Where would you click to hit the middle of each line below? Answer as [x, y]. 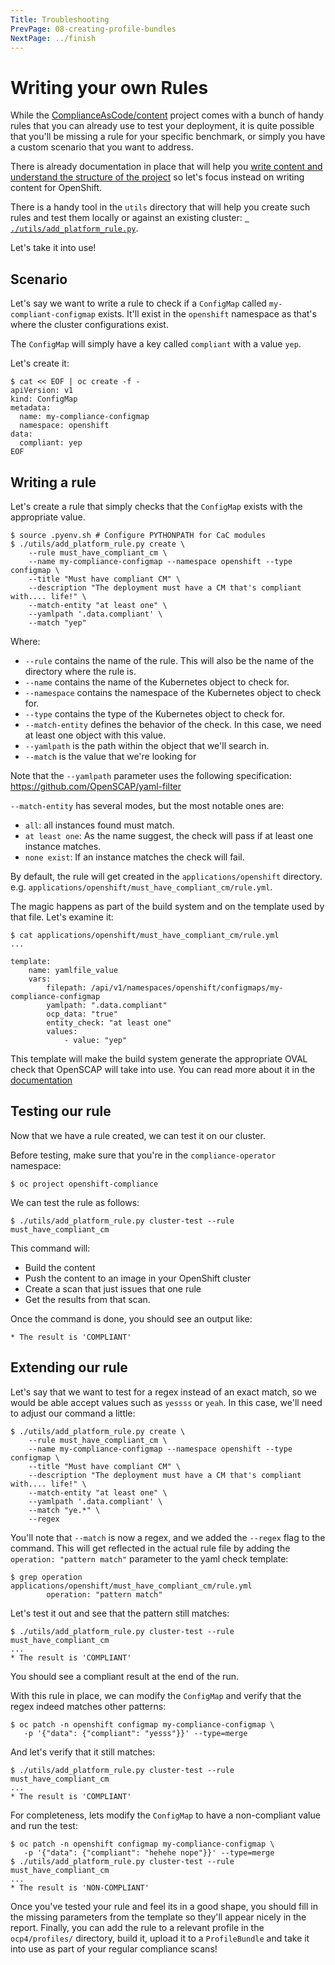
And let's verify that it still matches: [83, 1752]
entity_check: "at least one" [109, 1022]
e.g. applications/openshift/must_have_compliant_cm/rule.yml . [141, 887]
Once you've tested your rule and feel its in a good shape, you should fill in [164, 1906]
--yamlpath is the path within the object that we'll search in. [147, 745]
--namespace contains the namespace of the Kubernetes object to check [173, 692]
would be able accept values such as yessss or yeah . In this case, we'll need [166, 1402]
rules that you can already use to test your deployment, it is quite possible [162, 126]
